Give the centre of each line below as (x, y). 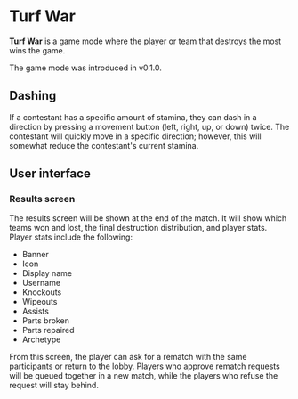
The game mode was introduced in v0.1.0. (86, 68)
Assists (35, 311)
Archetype (41, 339)
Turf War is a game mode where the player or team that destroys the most (145, 41)
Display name (47, 273)
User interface (50, 174)
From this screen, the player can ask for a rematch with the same (128, 357)
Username (41, 283)
